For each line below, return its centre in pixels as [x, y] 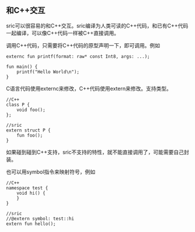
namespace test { [27, 188]
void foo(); [31, 110]
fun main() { [22, 67]
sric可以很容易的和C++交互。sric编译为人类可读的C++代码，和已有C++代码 [97, 26]
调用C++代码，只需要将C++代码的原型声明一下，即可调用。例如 [83, 45]
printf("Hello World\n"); [48, 72]
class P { [18, 105]
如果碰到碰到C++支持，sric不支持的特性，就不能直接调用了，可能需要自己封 [97, 152]
